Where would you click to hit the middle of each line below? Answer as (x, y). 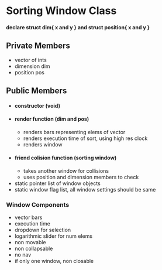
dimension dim (32, 66)
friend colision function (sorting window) (66, 158)
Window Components (38, 204)
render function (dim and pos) (52, 119)
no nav (23, 255)
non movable (30, 242)
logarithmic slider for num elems (53, 236)
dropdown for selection (43, 230)
